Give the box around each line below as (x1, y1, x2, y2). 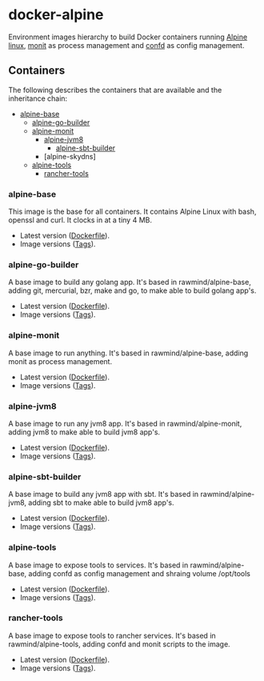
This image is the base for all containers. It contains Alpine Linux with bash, (8, 206, 257, 217)
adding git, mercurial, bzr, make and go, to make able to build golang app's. (8, 286, 257, 295)
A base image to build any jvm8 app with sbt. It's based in (8, 490, 199, 499)
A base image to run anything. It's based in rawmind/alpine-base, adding (8, 348, 249, 358)
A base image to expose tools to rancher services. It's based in (8, 631, 216, 640)
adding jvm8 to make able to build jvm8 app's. (8, 427, 161, 437)
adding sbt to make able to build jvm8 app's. (27, 498, 174, 507)
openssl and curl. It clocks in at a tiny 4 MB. (8, 215, 152, 225)
